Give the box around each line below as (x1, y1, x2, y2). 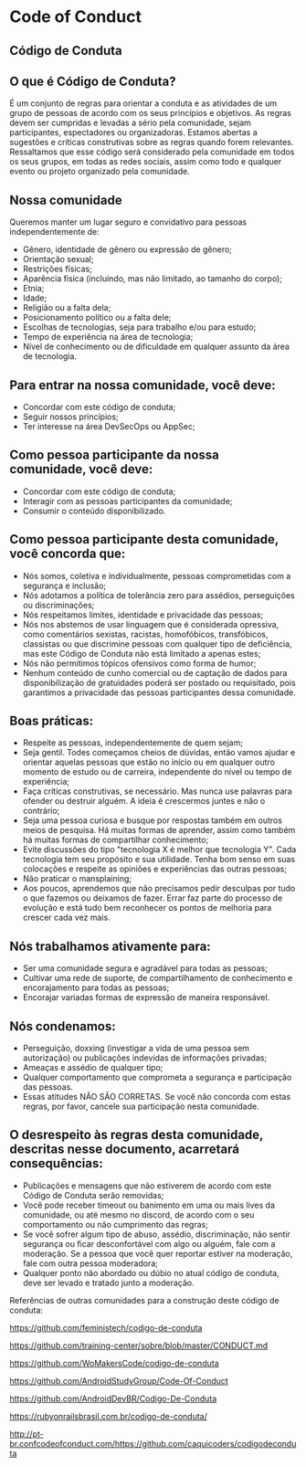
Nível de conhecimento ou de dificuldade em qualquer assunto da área (22, 341, 290, 353)
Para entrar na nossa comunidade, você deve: (9, 377, 276, 393)
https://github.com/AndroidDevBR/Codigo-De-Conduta (9, 1393, 217, 1404)
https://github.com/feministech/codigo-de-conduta (9, 1322, 203, 1333)
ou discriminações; (22, 599, 95, 610)
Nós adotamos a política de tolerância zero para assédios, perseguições (22, 589, 295, 600)
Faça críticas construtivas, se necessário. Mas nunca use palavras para (22, 786, 292, 797)
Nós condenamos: (9, 1018, 116, 1034)
